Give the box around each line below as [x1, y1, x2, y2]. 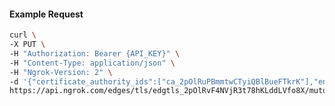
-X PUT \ [9, 40, 46, 50]
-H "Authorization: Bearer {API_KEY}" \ [9, 48, 181, 59]
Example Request [9, 8, 84, 20]
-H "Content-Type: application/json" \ [9, 58, 176, 68]
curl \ [9, 30, 37, 40]
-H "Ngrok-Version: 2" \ [9, 67, 113, 77]
